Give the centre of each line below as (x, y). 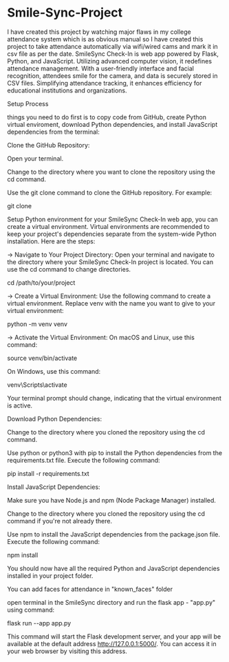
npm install (23, 555)
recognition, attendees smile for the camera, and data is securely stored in (112, 76)
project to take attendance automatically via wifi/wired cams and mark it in (112, 46)
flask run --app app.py (39, 623)
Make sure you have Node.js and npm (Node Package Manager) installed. (112, 500)
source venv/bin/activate (42, 358)
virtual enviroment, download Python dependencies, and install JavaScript (112, 124)
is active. (20, 405)
